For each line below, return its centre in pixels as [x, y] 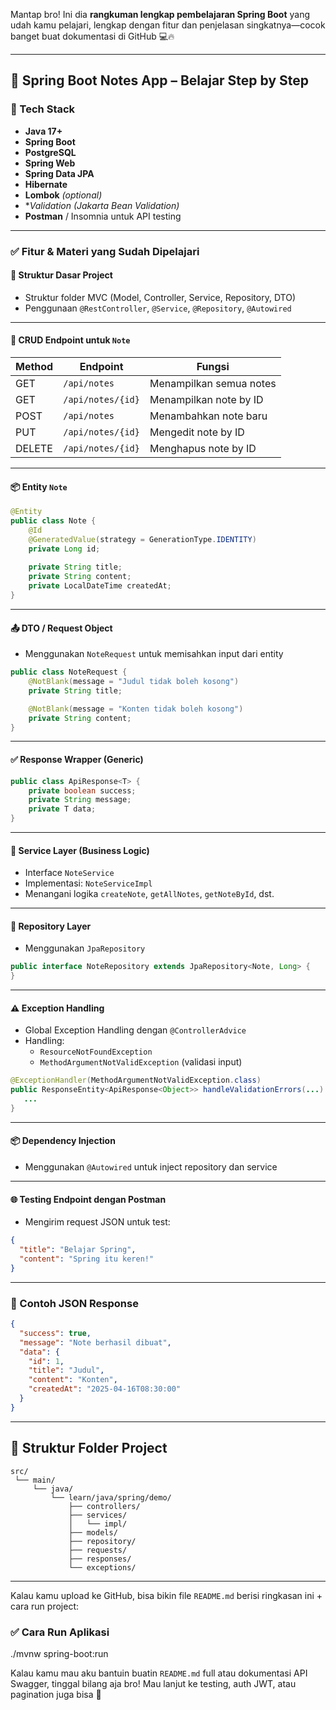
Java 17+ [43, 131]
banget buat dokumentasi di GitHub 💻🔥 [92, 36]
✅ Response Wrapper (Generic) [77, 760]
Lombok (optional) [63, 195]
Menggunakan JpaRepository [85, 948]
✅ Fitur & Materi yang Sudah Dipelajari [105, 251]
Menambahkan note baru [208, 416]
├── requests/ [98, 1550]
